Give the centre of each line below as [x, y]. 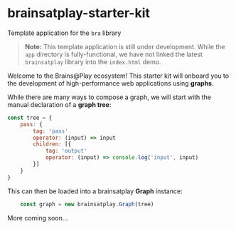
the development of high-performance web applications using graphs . [111, 83]
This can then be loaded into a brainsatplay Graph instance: [95, 191]
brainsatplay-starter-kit [79, 13]
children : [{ [52, 144]
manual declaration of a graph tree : [59, 104]
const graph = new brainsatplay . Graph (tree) [87, 204]
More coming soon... [38, 218]
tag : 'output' [66, 151]
